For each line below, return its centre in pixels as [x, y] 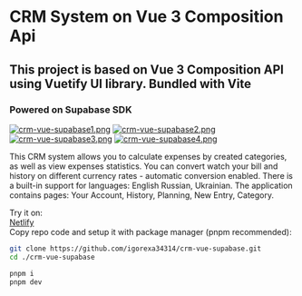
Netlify [22, 222]
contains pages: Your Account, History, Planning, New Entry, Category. [142, 195]
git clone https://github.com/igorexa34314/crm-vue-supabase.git [135, 248]
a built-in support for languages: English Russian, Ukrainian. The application [151, 185]
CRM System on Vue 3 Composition [146, 17]
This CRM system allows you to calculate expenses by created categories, [148, 156]
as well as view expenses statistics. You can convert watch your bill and [144, 166]
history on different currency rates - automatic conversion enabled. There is [151, 175]
